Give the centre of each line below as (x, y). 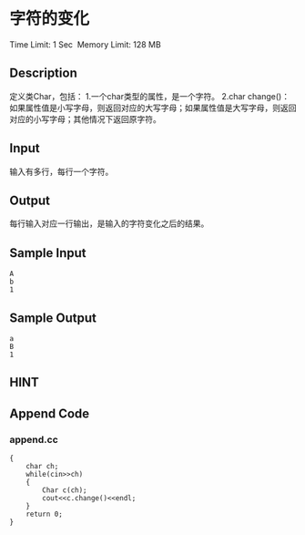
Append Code (50, 413)
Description (43, 73)
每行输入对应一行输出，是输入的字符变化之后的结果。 (109, 223)
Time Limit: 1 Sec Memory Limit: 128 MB (85, 44)
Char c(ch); (65, 490)
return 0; (45, 514)
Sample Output (53, 318)
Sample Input (48, 253)
